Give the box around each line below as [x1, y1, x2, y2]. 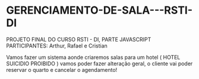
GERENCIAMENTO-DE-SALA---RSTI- [6, 4, 193, 17]
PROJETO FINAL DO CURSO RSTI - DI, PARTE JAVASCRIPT [6, 36, 151, 43]
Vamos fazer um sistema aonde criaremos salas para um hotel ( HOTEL [6, 53, 181, 61]
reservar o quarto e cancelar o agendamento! [6, 66, 118, 73]
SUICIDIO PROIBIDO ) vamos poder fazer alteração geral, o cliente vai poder [6, 60, 193, 67]
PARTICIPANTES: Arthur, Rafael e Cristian [6, 42, 108, 49]
